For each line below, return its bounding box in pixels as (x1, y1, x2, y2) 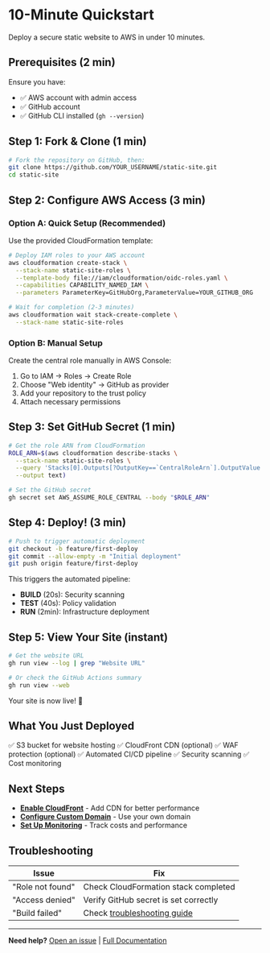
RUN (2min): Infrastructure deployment (19, 607, 150, 617)
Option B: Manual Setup (8, 337, 103, 348)
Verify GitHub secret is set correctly (83, 894, 219, 905)
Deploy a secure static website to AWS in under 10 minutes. (8, 32, 206, 42)
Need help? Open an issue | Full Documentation (8, 936, 167, 946)
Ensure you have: (8, 77, 66, 86)
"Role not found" (12, 881, 76, 893)
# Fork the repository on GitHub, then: (8, 155, 146, 164)
